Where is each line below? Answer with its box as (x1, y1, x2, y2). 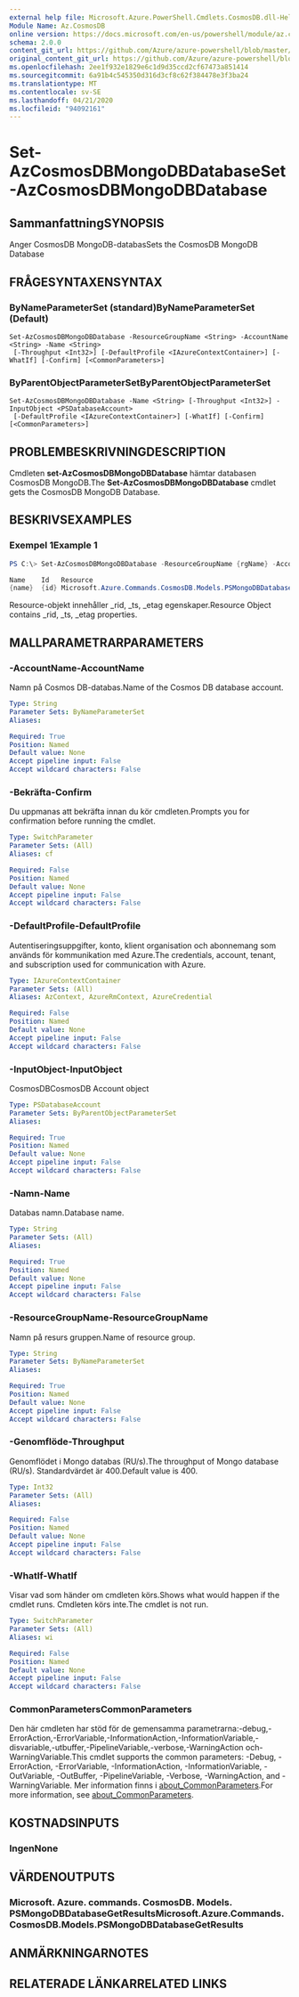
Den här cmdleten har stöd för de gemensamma (9, 1724, 185, 1734)
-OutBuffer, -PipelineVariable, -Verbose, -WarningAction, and (56, 1771, 280, 1782)
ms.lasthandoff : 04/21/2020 (9, 95, 114, 105)
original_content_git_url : (9, 54, 109, 63)
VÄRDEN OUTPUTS (9, 1870, 116, 1885)
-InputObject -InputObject (9, 1063, 123, 1076)
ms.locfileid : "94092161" (9, 104, 105, 113)
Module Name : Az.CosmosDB (9, 21, 105, 30)
